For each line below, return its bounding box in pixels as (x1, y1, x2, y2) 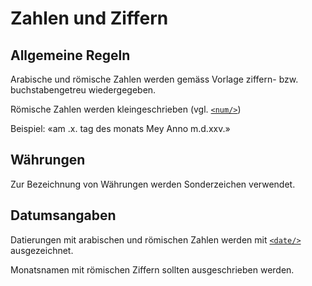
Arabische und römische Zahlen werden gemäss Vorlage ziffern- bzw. (10, 73, 299, 85)
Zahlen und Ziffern (10, 7, 169, 30)
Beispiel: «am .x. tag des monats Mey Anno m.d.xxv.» (10, 123, 231, 134)
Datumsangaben (10, 207, 117, 224)
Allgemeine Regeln (10, 47, 131, 64)
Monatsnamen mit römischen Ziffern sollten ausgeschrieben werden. (10, 263, 295, 276)
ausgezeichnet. (10, 244, 74, 256)
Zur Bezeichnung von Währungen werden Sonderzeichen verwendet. (10, 178, 296, 190)
